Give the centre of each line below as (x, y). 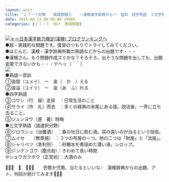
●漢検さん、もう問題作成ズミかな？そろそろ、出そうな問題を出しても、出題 (84, 58)
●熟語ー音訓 (18, 75)
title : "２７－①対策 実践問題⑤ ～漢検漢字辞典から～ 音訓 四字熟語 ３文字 (83, 15)
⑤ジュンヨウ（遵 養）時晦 (35, 119)
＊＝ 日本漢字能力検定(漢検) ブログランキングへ (59, 39)
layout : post (19, 10)
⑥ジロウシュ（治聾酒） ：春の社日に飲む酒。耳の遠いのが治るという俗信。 (84, 132)
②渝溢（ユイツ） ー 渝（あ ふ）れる (47, 88)
